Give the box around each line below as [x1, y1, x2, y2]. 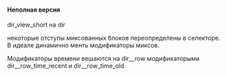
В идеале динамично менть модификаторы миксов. [7, 41, 160, 49]
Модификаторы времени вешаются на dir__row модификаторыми [7, 55, 200, 63]
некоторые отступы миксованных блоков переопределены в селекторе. [7, 34, 221, 42]
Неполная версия [7, 5, 61, 14]
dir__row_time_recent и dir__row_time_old [7, 62, 125, 70]
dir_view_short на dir [7, 21, 65, 29]
